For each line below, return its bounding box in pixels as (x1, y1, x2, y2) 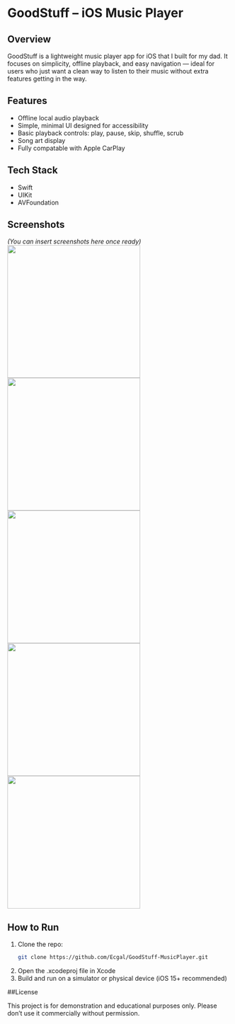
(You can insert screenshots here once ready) (7, 237, 142, 246)
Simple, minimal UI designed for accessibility (17, 121, 149, 130)
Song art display (17, 136, 66, 144)
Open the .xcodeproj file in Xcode (17, 967, 116, 975)
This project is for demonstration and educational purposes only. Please (7, 1001, 217, 1010)
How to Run (7, 921, 59, 933)
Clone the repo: (17, 940, 64, 949)
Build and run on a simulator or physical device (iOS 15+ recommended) (17, 974, 228, 983)
